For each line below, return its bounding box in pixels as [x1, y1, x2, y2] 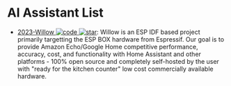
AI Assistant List [7, 5, 104, 21]
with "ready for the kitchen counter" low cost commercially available [17, 64, 214, 73]
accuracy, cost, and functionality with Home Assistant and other [17, 50, 202, 58]
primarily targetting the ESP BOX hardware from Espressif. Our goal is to [17, 35, 225, 43]
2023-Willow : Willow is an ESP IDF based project [17, 28, 200, 36]
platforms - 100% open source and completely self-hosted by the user [17, 57, 219, 65]
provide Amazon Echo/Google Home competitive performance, [17, 42, 198, 51]
